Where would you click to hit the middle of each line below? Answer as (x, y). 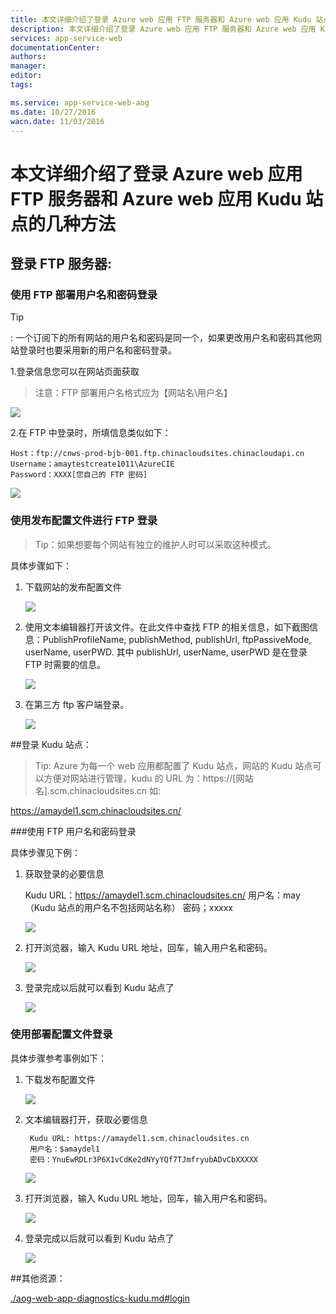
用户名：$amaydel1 (64, 1149)
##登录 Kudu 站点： (51, 744)
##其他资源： (38, 1278)
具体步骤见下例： (45, 852)
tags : (21, 85)
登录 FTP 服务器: (61, 263)
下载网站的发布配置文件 (73, 587)
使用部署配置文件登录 (61, 1034)
